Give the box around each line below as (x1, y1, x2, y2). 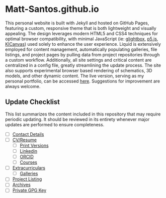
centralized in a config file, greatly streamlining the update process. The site (5, 62, 162, 68)
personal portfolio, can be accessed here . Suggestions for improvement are (5, 78, 160, 84)
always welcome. (5, 83, 41, 89)
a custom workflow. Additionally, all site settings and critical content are (5, 57, 152, 63)
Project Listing (12, 176, 42, 182)
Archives (12, 182, 31, 188)
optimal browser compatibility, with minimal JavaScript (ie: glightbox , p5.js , (5, 36, 159, 42)
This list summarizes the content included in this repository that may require (5, 111, 161, 117)
